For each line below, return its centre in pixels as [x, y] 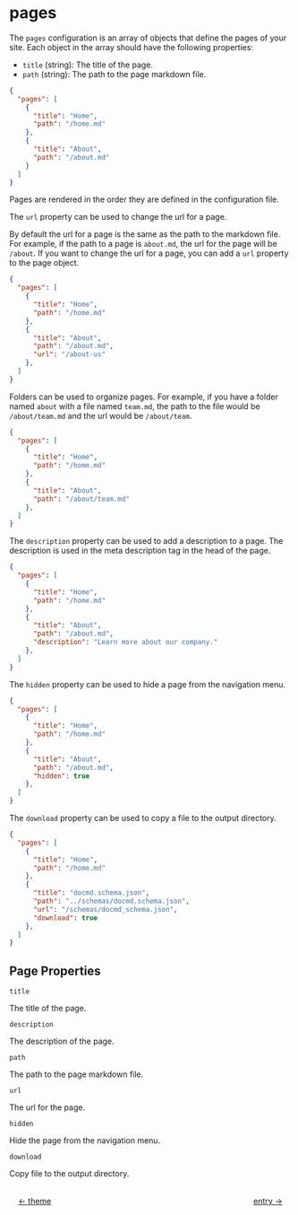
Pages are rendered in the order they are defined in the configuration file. [145, 199]
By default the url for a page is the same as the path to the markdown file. [145, 234]
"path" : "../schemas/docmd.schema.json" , [111, 901]
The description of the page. [62, 1041]
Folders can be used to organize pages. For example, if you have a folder [144, 397]
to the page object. [44, 263]
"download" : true [65, 918]
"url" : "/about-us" [69, 354]
